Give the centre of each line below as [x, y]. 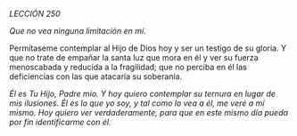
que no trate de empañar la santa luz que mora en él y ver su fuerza [134, 57]
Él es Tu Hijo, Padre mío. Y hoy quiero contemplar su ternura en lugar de [143, 94]
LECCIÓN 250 [35, 14]
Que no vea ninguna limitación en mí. [78, 31]
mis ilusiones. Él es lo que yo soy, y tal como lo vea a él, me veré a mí [137, 103]
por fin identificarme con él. [60, 122]
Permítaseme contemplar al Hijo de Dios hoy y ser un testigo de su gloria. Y [148, 48]
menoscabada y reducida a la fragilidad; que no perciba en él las [128, 67]
